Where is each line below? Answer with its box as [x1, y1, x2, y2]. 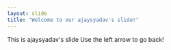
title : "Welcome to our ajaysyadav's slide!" [7, 16, 139, 23]
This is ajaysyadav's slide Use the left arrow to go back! [7, 35, 164, 43]
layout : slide [7, 10, 48, 17]
